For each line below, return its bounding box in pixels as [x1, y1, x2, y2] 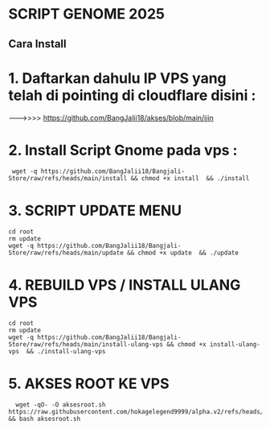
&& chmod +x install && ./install [130, 175, 250, 183]
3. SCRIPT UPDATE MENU [8, 201, 182, 220]
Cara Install [8, 37, 67, 51]
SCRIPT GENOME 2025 [8, 5, 165, 23]
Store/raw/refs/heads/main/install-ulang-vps [8, 340, 163, 349]
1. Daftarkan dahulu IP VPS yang [8, 69, 227, 87]
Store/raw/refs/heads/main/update [8, 249, 125, 258]
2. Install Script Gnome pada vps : [8, 141, 238, 159]
